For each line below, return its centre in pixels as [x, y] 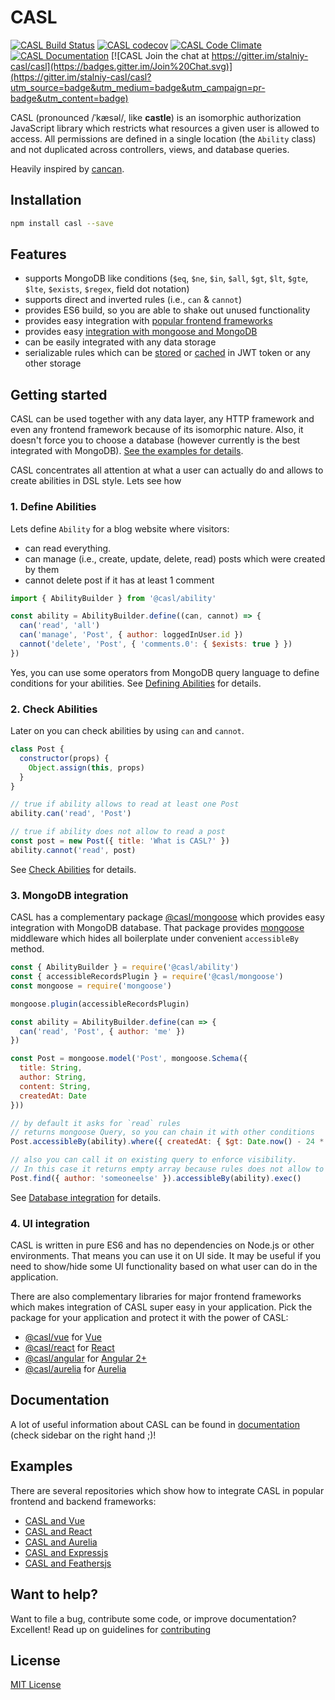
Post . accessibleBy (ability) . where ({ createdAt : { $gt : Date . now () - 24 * [167, 1142]
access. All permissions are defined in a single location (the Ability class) [163, 138]
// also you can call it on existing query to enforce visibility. [154, 1160]
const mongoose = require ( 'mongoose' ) [91, 986]
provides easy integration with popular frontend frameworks [148, 321]
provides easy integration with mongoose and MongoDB [141, 332]
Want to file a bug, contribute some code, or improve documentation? [153, 1618]
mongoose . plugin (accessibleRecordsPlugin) [100, 1004]
